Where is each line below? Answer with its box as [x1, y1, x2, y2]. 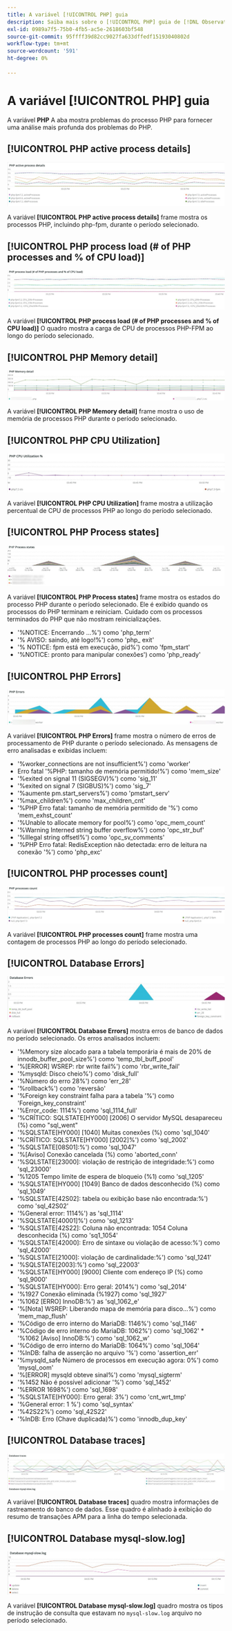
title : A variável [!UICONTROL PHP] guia [7, 11, 128, 18]
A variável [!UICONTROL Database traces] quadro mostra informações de [7, 1498, 219, 1507]
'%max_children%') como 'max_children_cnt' [17, 796, 146, 805]
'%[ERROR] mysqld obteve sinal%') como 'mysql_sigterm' [17, 1370, 182, 1379]
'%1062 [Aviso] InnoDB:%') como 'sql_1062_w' [17, 1334, 150, 1342]
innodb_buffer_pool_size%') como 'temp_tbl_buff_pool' [17, 1054, 174, 1063]
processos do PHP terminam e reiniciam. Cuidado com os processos [7, 608, 202, 616]
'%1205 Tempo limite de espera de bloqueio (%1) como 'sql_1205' [17, 1172, 204, 1180]
